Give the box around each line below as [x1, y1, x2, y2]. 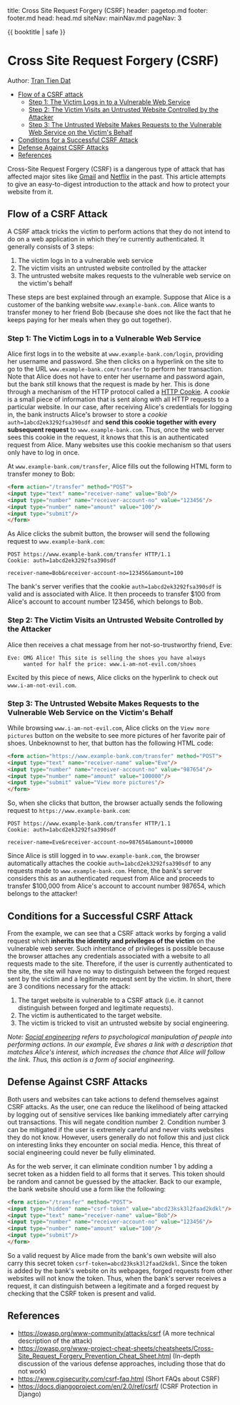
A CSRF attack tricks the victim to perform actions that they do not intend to [7, 227, 231, 236]
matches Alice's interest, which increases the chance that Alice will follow [7, 1047, 226, 1056]
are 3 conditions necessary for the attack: [7, 981, 131, 991]
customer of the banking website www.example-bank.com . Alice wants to [7, 300, 216, 309]
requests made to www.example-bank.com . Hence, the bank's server [7, 866, 203, 875]
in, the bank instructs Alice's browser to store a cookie [7, 410, 168, 419]
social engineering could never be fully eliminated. [7, 1148, 156, 1156]
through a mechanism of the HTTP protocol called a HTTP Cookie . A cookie [7, 388, 230, 396]
